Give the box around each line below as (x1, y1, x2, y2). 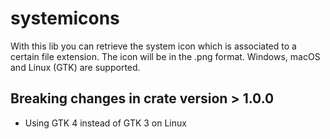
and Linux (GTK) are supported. (10, 61, 141, 73)
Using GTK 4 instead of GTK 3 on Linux (24, 117, 187, 129)
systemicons (10, 7, 120, 30)
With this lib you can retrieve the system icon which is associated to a (10, 40, 297, 52)
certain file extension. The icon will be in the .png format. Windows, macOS (10, 50, 321, 62)
